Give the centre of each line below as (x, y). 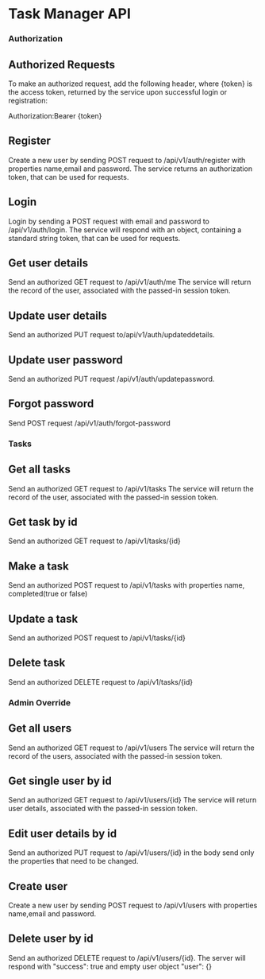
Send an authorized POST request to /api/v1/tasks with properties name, (127, 585)
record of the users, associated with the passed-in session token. (115, 756)
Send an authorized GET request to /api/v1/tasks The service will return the (131, 488)
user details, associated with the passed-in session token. (103, 809)
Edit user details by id (63, 833)
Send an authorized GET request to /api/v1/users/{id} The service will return (132, 800)
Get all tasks (40, 470)
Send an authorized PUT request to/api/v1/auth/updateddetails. (112, 335)
